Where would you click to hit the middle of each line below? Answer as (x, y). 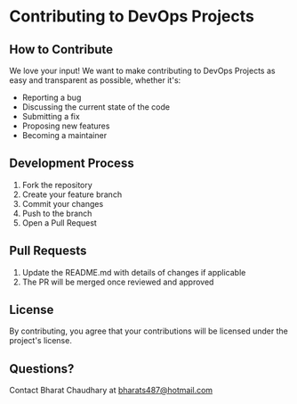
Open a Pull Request (60, 223)
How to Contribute (61, 49)
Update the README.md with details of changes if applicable (134, 272)
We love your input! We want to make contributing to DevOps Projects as (142, 70)
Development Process (72, 164)
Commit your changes (63, 203)
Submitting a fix (51, 116)
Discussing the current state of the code (96, 107)
